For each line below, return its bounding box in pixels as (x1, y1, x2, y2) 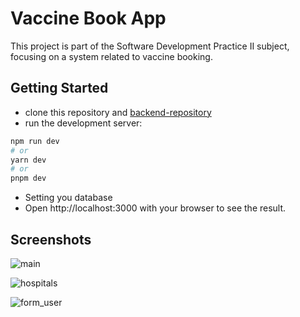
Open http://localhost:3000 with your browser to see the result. (24, 202, 287, 214)
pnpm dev (10, 173, 47, 184)
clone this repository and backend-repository (24, 106, 212, 118)
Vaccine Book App (10, 7, 167, 30)
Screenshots (10, 231, 92, 248)
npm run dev (10, 136, 60, 146)
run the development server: (24, 117, 143, 129)
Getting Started (10, 80, 109, 97)
